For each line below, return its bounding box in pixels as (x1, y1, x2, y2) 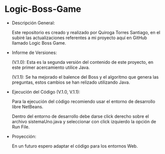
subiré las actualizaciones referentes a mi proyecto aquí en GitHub (11, 35, 147, 41)
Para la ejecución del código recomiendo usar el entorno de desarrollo (11, 98, 156, 104)
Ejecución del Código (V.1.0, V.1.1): (11, 89, 81, 95)
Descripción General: (11, 20, 55, 26)
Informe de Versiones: (11, 50, 57, 55)
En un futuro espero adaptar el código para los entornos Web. (11, 143, 138, 149)
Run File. (11, 124, 30, 130)
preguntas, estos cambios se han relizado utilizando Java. (11, 79, 130, 85)
